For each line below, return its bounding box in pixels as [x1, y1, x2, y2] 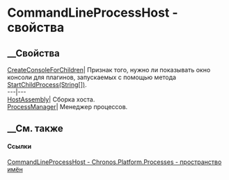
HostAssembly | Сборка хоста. [7, 95, 95, 104]
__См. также [7, 123, 64, 135]
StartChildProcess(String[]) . [7, 81, 87, 88]
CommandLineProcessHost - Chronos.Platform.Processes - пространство [7, 158, 222, 166]
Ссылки [7, 142, 32, 150]
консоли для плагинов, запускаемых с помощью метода [7, 73, 176, 81]
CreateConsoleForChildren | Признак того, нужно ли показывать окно [7, 66, 211, 74]
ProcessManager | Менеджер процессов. [7, 103, 128, 111]
